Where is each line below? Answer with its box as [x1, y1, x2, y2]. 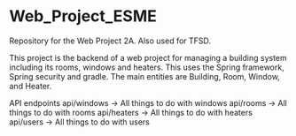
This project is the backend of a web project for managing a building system [9, 52, 288, 63]
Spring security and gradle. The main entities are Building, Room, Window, [9, 71, 281, 81]
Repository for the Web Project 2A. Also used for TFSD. [9, 35, 211, 46]
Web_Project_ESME [9, 6, 157, 26]
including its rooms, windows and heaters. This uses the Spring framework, [9, 62, 285, 72]
